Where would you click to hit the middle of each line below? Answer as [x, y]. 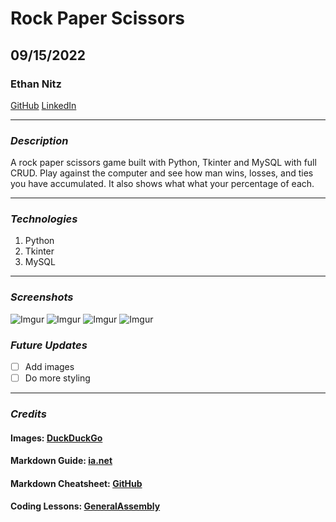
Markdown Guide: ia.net [61, 461]
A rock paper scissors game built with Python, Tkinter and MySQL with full [163, 163]
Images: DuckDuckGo [56, 438]
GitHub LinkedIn [43, 105]
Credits [28, 414]
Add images [49, 367]
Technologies [44, 219]
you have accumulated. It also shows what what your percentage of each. [162, 184]
